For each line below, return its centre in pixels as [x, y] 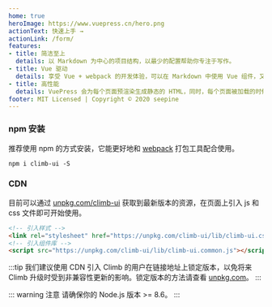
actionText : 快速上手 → [46, 31]
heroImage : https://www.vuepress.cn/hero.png [86, 24]
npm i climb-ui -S [39, 163]
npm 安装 [27, 129]
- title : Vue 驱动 [38, 69]
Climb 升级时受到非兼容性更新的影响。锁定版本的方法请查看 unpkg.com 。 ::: [135, 278]
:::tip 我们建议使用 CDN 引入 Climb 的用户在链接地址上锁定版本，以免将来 [130, 267]
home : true [27, 16]
